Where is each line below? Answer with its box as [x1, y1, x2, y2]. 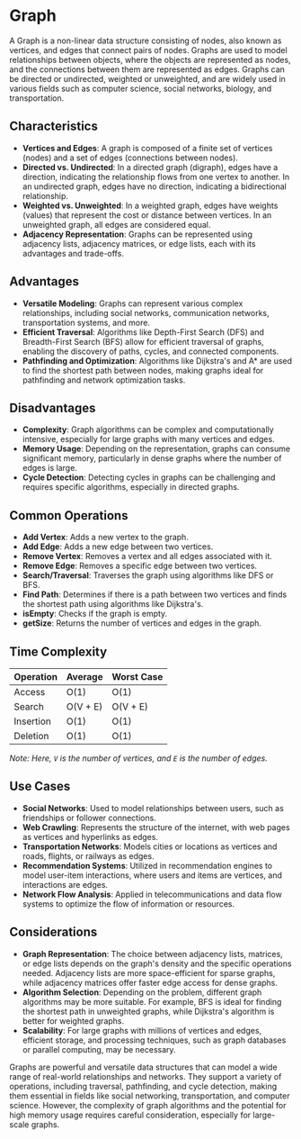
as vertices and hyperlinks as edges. [22, 831, 159, 842]
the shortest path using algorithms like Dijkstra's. [22, 599, 204, 610]
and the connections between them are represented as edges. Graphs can [9, 64, 286, 75]
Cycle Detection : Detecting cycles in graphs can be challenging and [22, 472, 276, 483]
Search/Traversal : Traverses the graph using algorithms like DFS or [22, 570, 274, 581]
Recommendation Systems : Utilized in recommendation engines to [22, 860, 272, 871]
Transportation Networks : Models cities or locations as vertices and [22, 841, 278, 852]
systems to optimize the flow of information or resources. [22, 898, 235, 909]
